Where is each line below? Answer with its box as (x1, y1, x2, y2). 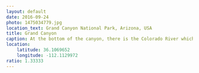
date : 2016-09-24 (6, 14, 49, 20)
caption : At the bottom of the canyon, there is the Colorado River (6, 36, 179, 42)
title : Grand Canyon (6, 31, 57, 36)
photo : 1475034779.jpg (6, 19, 62, 25)
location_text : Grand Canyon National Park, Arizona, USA (6, 25, 152, 31)
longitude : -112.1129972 (17, 52, 78, 58)
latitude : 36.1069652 (17, 47, 70, 53)
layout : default (6, 8, 46, 15)
